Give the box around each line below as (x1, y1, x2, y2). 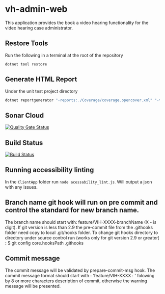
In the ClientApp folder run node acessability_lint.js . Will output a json (5, 178, 152, 185)
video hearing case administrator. (5, 25, 73, 30)
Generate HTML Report (5, 75, 78, 84)
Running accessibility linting (5, 166, 94, 174)
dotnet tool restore (5, 61, 48, 67)
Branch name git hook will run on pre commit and (5, 198, 158, 207)
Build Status (5, 139, 43, 147)
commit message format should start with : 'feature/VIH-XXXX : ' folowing (5, 272, 155, 278)
